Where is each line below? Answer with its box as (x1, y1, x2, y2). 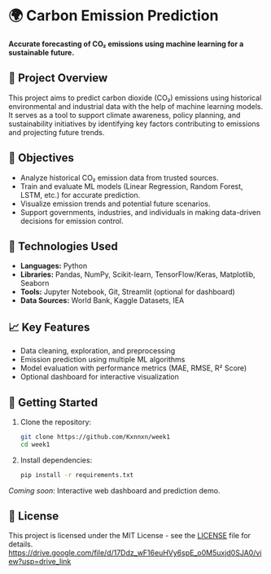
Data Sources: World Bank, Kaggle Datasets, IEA (20, 296, 185, 305)
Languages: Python (20, 261, 88, 271)
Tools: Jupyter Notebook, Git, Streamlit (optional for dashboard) (20, 287, 236, 297)
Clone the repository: (20, 417, 92, 427)
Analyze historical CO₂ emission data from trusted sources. (20, 173, 219, 182)
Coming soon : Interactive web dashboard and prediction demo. (8, 485, 221, 495)
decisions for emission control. (20, 216, 124, 226)
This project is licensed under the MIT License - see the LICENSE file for (8, 531, 251, 541)
